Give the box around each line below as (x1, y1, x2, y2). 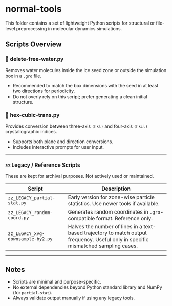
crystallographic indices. (5, 128, 57, 134)
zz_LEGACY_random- (8, 210, 53, 216)
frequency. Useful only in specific (68, 236, 149, 243)
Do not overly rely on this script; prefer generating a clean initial (12, 93, 147, 100)
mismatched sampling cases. (68, 242, 138, 249)
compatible (68, 215, 95, 222)
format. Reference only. (96, 215, 153, 222)
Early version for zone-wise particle (68, 194, 155, 201)
